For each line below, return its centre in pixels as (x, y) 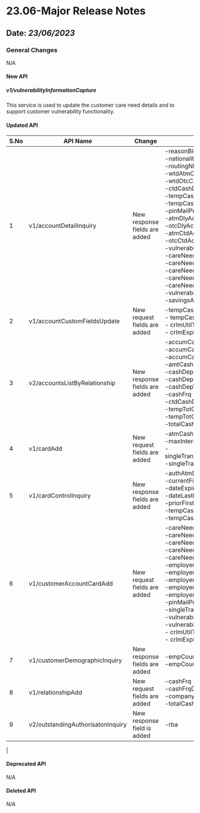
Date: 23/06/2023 (41, 33)
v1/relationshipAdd (55, 692)
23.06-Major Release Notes (76, 11)
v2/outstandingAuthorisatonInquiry (78, 724)
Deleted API (21, 791)
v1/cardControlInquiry (60, 495)
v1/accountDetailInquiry (62, 225)
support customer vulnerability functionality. (60, 112)
